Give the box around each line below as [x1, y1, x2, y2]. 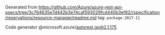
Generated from [5, 4, 38, 10]
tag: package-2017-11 [97, 15, 140, 20]
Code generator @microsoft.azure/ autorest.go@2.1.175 [5, 24, 117, 30]
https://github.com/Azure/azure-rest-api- [39, 4, 123, 10]
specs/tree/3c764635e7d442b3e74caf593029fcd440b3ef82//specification [5, 9, 160, 15]
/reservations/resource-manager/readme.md [5, 15, 97, 20]
